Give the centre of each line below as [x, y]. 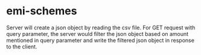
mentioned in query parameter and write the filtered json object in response [101, 40]
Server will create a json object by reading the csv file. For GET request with [101, 27]
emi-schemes [42, 11]
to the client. [22, 47]
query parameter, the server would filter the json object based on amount [97, 33]
